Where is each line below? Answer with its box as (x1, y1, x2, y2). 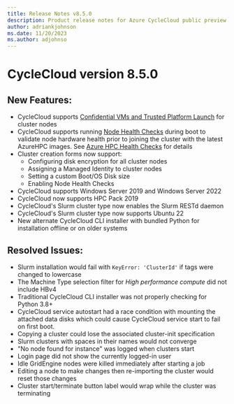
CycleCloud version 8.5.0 (7, 66, 159, 82)
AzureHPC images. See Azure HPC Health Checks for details (17, 143, 193, 151)
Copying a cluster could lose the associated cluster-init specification (17, 329, 215, 338)
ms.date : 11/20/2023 (7, 29, 68, 37)
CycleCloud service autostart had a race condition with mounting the (17, 307, 216, 315)
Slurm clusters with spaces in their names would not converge (17, 337, 197, 345)
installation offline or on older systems (17, 224, 128, 233)
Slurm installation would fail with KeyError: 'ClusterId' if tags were (17, 263, 214, 271)
